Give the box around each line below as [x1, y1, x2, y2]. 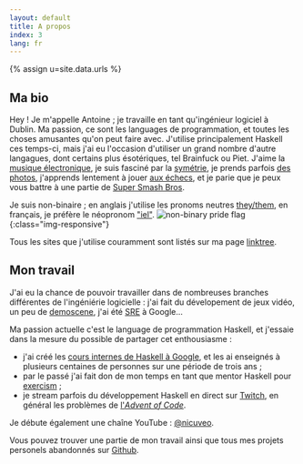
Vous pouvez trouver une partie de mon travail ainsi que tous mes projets [9, 434, 284, 446]
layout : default [9, 13, 71, 23]
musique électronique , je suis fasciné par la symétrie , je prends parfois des [9, 163, 291, 174]
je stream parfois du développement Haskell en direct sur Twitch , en [22, 389, 279, 400]
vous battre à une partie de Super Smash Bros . [9, 182, 185, 193]
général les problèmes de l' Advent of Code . [22, 399, 187, 410]
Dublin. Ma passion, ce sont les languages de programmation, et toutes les [9, 124, 289, 135]
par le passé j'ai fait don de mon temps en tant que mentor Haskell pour [22, 370, 292, 381]
